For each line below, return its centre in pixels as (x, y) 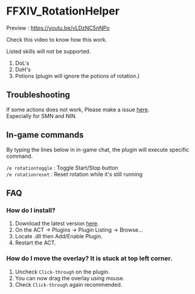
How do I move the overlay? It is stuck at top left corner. (89, 258)
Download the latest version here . (57, 224)
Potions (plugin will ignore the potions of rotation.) (77, 76)
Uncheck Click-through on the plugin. (62, 272)
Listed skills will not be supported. (49, 51)
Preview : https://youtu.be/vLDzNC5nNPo (58, 28)
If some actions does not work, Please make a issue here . (78, 109)
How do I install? (31, 210)
